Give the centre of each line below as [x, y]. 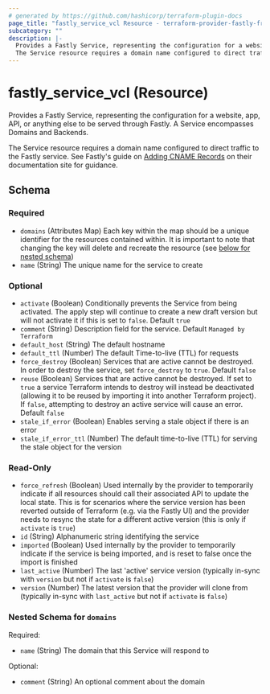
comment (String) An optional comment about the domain [112, 681]
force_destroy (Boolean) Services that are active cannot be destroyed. [137, 361]
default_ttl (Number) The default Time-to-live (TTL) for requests [129, 353]
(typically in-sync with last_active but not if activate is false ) [124, 597]
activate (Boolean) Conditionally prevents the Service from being [128, 303]
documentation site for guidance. [63, 165]
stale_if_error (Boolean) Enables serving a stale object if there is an [134, 421]
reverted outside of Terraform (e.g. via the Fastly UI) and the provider [135, 511]
